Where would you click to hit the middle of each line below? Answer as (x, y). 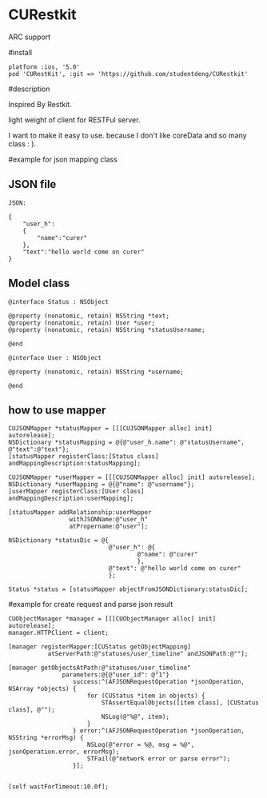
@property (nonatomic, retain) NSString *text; (89, 316)
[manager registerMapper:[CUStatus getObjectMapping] (100, 647)
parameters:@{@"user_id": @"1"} (116, 675)
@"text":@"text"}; (39, 449)
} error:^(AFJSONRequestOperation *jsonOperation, (159, 731)
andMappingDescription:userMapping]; (71, 499)
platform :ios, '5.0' (44, 67)
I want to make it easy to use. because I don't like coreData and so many (128, 135)
